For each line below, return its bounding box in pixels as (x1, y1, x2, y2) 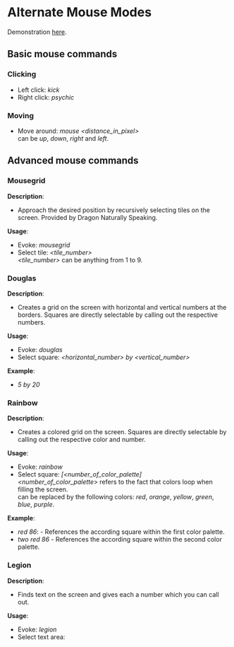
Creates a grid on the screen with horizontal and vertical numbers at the (17, 303, 227, 311)
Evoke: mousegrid (17, 240, 70, 249)
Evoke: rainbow (17, 462, 63, 471)
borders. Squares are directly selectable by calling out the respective (17, 310, 218, 319)
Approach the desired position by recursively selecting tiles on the (17, 206, 210, 214)
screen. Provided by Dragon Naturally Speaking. (17, 213, 158, 221)
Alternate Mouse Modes (7, 4, 152, 21)
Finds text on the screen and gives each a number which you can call (17, 590, 220, 598)
